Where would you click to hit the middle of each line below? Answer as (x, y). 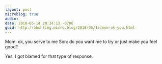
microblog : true (22, 14)
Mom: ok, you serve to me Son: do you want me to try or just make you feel (81, 42)
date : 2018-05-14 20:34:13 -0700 (39, 23)
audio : (12, 19)
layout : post (18, 10)
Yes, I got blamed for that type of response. (49, 56)
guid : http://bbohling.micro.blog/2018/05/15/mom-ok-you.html (70, 28)
